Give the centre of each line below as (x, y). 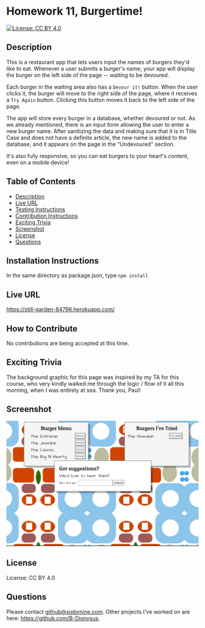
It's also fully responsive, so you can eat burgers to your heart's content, (98, 156)
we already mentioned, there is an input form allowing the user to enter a (98, 125)
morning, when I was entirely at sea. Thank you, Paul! (74, 390)
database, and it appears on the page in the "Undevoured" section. (91, 144)
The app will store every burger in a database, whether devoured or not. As (101, 118)
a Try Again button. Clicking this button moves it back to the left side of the (101, 99)
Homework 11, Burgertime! (75, 11)
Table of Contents (41, 182)
